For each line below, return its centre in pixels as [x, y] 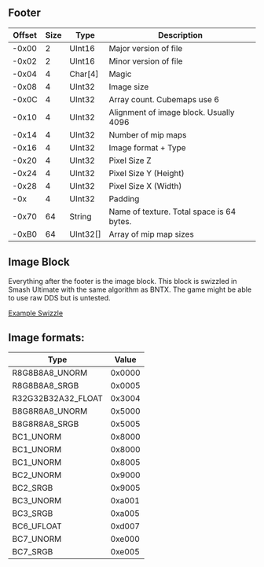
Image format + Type [147, 147]
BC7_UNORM [37, 539]
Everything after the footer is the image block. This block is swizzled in [123, 281]
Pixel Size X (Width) [145, 186]
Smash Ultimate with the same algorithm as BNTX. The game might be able [130, 289]
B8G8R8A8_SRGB [46, 424]
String [81, 216]
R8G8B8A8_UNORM [50, 373]
